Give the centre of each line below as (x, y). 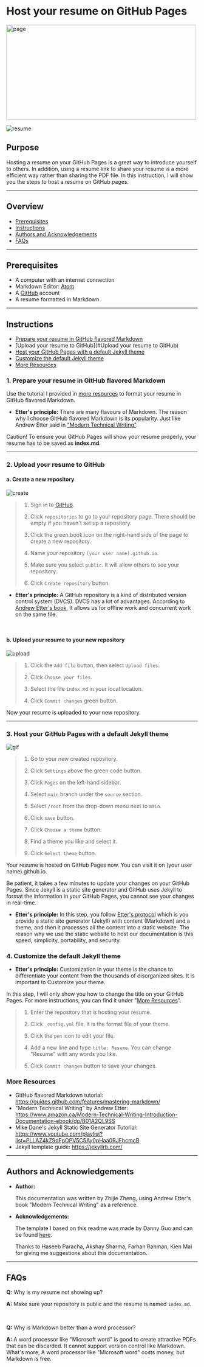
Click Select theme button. (63, 853)
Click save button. (52, 818)
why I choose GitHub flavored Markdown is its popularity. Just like (98, 419)
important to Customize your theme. (60, 982)
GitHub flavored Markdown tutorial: (59, 1095)
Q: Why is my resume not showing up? (55, 1292)
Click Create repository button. (70, 583)
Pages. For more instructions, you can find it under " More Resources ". (94, 1001)
